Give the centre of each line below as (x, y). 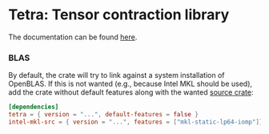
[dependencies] (34, 107)
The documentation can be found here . (73, 37)
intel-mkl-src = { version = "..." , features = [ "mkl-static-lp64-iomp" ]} (136, 122)
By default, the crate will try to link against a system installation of (116, 75)
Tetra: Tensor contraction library (119, 15)
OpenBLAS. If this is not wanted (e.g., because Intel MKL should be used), (130, 84)
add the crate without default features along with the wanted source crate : (131, 92)
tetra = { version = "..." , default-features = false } (103, 115)
